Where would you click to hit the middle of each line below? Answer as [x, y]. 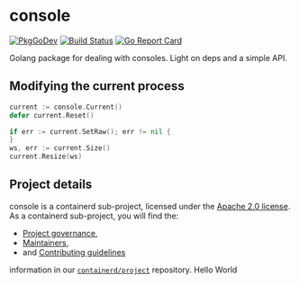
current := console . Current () [66, 107]
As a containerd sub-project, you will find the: [94, 216]
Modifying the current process [97, 86]
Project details [51, 185]
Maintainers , [45, 243]
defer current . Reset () [52, 115]
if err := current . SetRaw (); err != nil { [90, 131]
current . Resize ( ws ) [46, 157]
